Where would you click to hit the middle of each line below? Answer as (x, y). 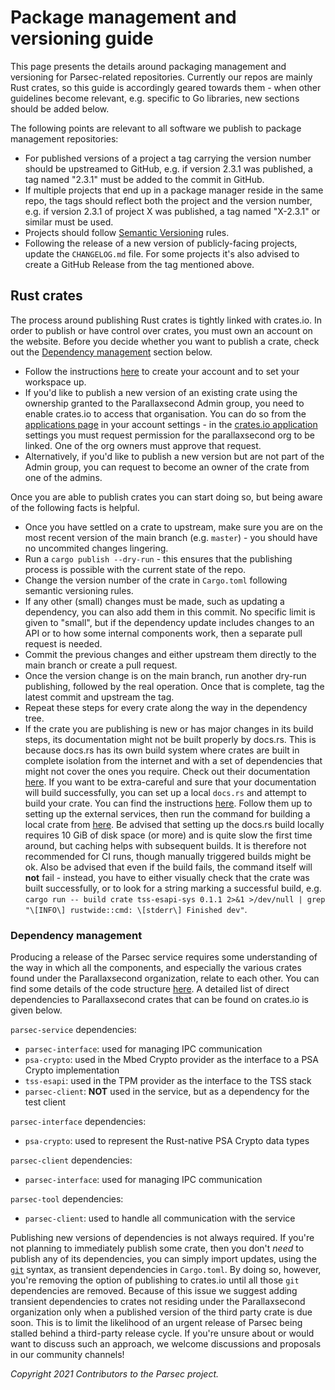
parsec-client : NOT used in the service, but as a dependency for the (167, 1092)
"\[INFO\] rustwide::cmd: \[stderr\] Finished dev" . (136, 909)
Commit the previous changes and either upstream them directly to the (170, 654)
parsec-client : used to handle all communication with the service (160, 1218)
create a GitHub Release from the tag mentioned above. (139, 264)
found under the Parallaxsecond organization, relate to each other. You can (165, 978)
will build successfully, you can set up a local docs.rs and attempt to (165, 792)
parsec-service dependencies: (73, 1030)
